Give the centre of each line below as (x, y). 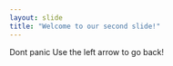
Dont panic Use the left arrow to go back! (86, 52)
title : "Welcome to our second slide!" (85, 26)
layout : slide (36, 18)
